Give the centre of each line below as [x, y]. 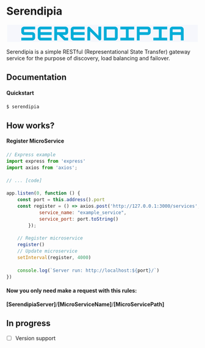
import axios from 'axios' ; [42, 168]
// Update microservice [48, 251]
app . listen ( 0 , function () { [43, 193]
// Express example [31, 155]
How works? [31, 125]
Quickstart [20, 93]
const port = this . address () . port [61, 200]
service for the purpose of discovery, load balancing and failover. [88, 58]
